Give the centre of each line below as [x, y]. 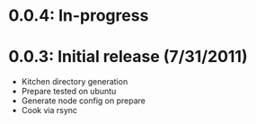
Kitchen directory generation [75, 82]
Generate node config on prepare [83, 101]
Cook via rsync [49, 111]
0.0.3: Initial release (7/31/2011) [128, 57]
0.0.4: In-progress [79, 16]
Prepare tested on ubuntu [69, 92]
